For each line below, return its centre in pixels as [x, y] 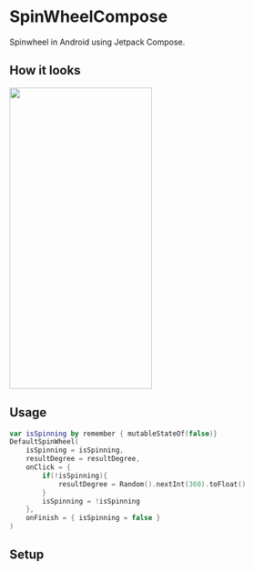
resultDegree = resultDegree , [83, 459]
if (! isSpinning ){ [75, 476]
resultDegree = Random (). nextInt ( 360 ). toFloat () [152, 484]
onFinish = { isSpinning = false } [93, 518]
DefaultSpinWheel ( [44, 442]
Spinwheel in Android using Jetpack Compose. [97, 42]
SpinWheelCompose [89, 17]
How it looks [45, 70]
